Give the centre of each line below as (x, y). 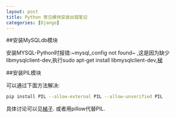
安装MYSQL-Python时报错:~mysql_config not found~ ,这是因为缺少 (88, 53)
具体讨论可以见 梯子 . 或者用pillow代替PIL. (56, 109)
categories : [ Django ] (33, 23)
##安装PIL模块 (24, 73)
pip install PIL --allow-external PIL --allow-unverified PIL (84, 97)
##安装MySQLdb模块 (32, 40)
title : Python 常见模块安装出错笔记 (47, 17)
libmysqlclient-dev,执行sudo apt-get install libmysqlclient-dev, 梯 (84, 60)
